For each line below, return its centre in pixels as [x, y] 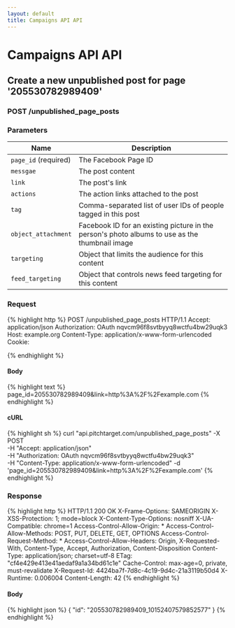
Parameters [27, 130]
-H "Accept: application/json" [50, 448]
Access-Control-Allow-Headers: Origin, [121, 541]
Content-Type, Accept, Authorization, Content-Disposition [107, 548]
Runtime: [20, 578]
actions [23, 194]
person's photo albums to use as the [138, 234]
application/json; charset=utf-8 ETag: [79, 556]
